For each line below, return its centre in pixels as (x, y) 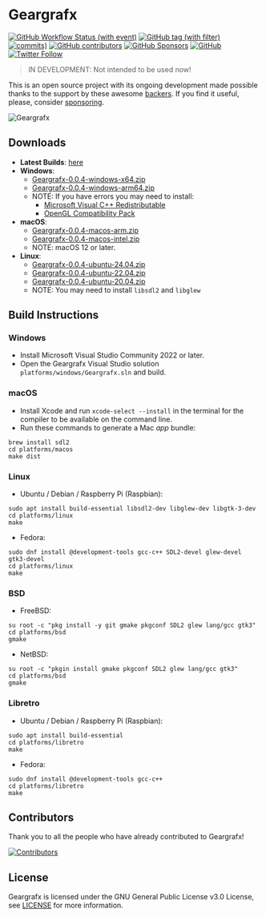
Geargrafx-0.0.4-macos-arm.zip (85, 230)
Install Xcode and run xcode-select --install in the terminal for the (132, 410)
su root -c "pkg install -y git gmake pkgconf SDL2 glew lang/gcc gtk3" (132, 626)
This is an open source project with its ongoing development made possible (133, 85)
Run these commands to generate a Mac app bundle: (108, 427)
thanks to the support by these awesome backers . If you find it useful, (124, 93)
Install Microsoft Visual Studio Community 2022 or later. (112, 355)
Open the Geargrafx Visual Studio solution (89, 364)
